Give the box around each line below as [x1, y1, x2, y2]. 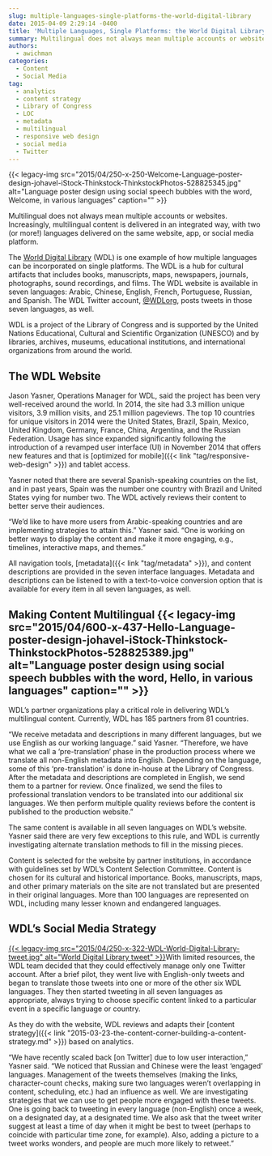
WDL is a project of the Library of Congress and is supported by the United [8, 320, 259, 330]
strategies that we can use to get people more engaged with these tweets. [8, 1095, 257, 1105]
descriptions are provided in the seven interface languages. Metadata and [8, 567, 255, 577]
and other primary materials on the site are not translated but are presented [8, 881, 261, 891]
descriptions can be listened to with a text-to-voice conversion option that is [8, 576, 263, 586]
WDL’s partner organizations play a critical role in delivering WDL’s [8, 706, 230, 715]
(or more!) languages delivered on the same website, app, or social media [8, 228, 254, 238]
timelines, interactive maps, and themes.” [8, 543, 146, 552]
